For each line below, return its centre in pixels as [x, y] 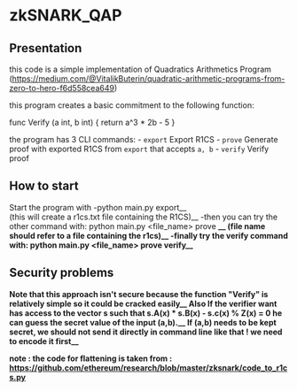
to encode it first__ [44, 341]
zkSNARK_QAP [66, 15]
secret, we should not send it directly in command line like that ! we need [146, 332]
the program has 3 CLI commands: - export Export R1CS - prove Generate [144, 139]
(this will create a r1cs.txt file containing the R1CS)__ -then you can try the [143, 217]
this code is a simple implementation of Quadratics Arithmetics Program [141, 69]
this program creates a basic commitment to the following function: [132, 105]
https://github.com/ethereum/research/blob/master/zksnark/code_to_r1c [148, 367]
